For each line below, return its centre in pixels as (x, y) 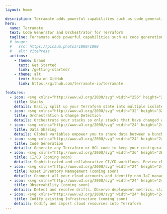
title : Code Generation (39, 143)
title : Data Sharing (35, 129)
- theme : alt (28, 74)
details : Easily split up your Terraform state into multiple (80, 107)
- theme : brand (30, 60)
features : (15, 93)
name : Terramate (26, 28)
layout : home (19, 10)
